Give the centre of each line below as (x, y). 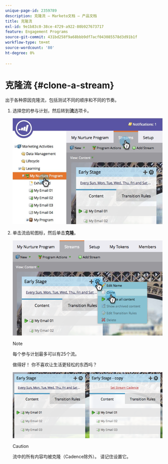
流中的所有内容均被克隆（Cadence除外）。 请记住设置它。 (71, 456)
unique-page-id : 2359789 (31, 11)
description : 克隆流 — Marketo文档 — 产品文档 (51, 16)
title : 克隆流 (19, 21)
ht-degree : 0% (20, 53)
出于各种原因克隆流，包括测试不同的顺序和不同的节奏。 (62, 100)
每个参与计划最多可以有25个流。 (46, 354)
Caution (20, 446)
